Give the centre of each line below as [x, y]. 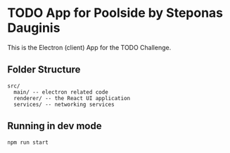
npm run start [28, 142]
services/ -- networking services [64, 104]
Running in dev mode [55, 126]
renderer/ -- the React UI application [72, 98]
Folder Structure [44, 69]
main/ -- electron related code [61, 92]
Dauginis [34, 28]
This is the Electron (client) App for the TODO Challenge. [89, 47]
